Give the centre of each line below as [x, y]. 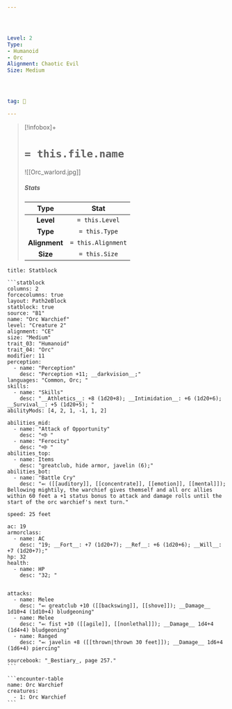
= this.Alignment [98, 242]
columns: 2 [23, 289]
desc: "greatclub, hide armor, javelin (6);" [87, 465]
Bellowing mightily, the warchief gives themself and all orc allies [110, 490]
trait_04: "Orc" [31, 350]
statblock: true [31, 307]
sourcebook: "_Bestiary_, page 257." [62, 660]
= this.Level [98, 220]
